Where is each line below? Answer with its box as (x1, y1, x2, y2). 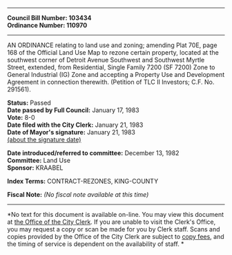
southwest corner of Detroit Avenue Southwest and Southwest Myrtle (7, 56, 205, 64)
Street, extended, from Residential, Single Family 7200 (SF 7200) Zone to (7, 63, 215, 71)
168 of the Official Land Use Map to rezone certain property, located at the (7, 49, 219, 56)
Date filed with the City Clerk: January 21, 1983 (7, 121, 144, 129)
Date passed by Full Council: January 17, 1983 (7, 106, 139, 114)
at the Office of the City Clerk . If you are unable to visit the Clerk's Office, (7, 218, 216, 226)
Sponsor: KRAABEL (7, 164, 64, 172)
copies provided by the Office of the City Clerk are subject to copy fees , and (7, 233, 224, 240)
